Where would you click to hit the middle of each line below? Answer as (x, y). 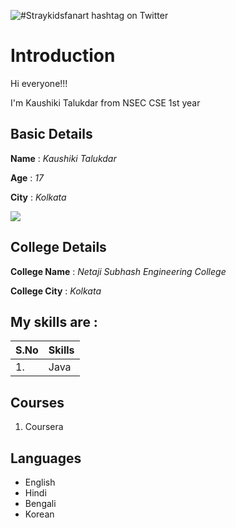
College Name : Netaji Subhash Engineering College (118, 271)
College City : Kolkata (56, 291)
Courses (37, 402)
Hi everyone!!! (39, 83)
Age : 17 (27, 177)
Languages (46, 458)
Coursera (44, 427)
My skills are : (54, 321)
